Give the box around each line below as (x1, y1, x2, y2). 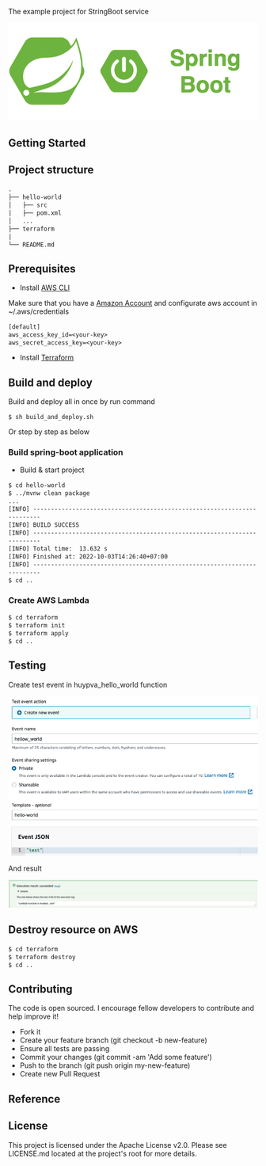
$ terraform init (8, 621, 66, 629)
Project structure (8, 163, 94, 177)
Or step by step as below (8, 427, 89, 436)
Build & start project (19, 465, 85, 474)
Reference (8, 1092, 61, 1106)
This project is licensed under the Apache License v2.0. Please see (8, 1140, 227, 1149)
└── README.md (8, 241, 55, 249)
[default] (8, 323, 41, 331)
